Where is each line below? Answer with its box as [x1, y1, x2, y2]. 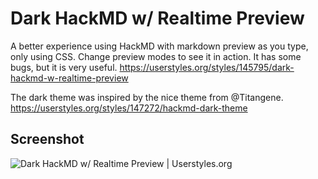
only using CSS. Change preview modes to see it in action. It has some [10, 50, 302, 62]
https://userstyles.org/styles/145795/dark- [119, 61, 295, 73]
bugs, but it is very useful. [10, 61, 118, 73]
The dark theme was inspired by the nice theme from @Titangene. [10, 91, 284, 103]
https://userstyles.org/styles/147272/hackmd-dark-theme [10, 102, 248, 114]
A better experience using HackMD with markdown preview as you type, [10, 40, 309, 52]
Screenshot [10, 131, 85, 148]
